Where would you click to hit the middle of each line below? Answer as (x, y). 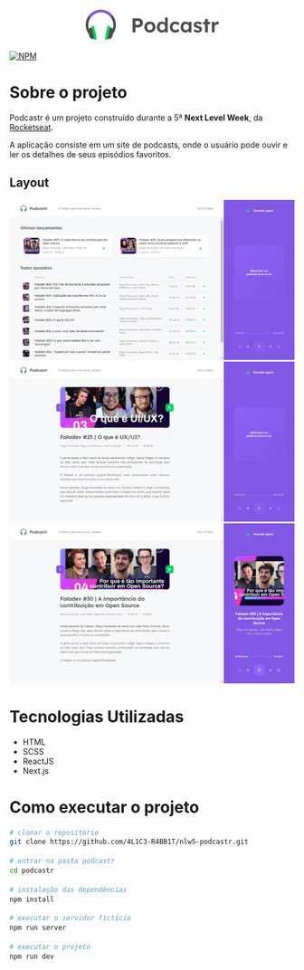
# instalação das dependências (68, 889)
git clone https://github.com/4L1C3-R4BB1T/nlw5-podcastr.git (129, 842)
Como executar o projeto (104, 807)
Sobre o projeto (68, 93)
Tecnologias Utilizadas (97, 716)
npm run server (38, 928)
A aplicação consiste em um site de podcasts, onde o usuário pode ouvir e (148, 145)
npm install (32, 899)
